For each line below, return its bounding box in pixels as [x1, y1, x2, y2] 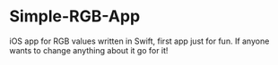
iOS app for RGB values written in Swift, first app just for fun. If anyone [9, 36, 270, 46]
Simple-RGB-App [9, 6, 141, 27]
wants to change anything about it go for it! [9, 45, 169, 55]
